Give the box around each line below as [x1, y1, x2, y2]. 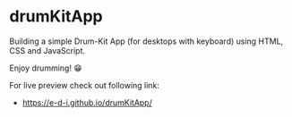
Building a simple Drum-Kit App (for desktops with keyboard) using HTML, [9, 36, 284, 46]
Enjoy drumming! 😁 [9, 63, 82, 73]
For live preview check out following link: [9, 79, 159, 90]
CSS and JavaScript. [9, 45, 86, 55]
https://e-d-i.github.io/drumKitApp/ [21, 96, 152, 108]
